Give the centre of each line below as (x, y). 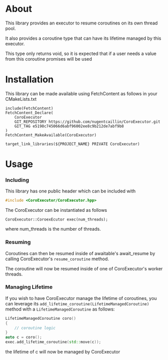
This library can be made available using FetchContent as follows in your (81, 93)
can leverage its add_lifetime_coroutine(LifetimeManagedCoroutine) (77, 303)
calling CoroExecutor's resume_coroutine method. (57, 259)
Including (17, 180)
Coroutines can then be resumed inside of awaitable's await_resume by (80, 253)
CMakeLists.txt (21, 99)
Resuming (18, 242)
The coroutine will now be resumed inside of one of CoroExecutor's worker (84, 268)
